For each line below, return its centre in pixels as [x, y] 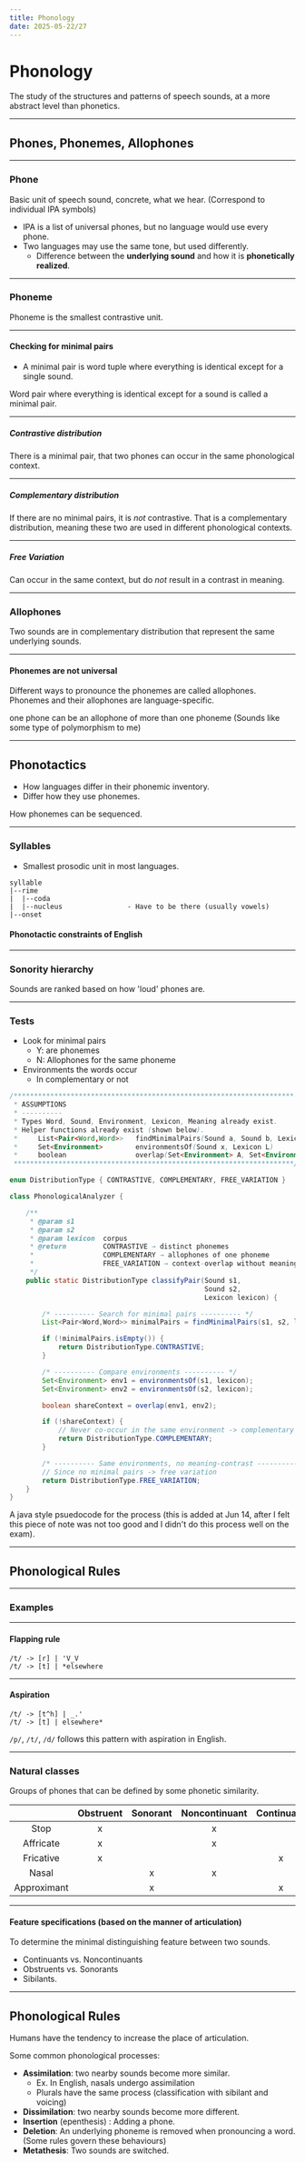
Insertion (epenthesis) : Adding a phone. [98, 2122]
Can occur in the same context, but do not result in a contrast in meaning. [147, 579]
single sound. [48, 376]
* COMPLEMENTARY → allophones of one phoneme [150, 1256]
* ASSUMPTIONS [40, 1105]
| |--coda [30, 898]
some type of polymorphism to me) [75, 727]
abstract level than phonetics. [65, 106]
